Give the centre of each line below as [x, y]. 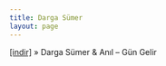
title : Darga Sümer [46, 18]
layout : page [34, 26]
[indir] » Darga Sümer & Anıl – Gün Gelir [83, 52]
